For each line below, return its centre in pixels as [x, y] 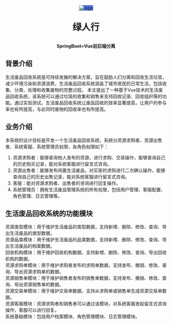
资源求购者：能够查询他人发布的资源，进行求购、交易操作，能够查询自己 [89, 157]
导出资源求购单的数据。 [39, 272]
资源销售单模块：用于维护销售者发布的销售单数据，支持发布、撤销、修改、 [84, 278]
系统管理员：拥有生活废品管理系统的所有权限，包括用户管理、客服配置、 [89, 189]
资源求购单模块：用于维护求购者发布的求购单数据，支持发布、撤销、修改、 [84, 265]
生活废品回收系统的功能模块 [49, 214]
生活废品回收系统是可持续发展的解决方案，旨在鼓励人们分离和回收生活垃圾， [86, 77]
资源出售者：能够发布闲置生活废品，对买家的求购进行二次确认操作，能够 [89, 170]
